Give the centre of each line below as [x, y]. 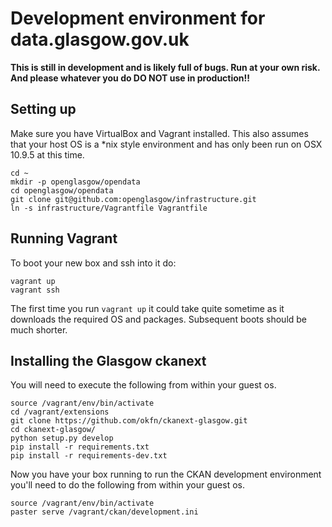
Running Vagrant [64, 238]
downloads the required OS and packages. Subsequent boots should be [159, 319]
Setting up [43, 109]
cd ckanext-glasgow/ [53, 430]
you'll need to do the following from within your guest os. [128, 485]
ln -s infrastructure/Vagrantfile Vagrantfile [109, 208]
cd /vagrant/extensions [60, 412]
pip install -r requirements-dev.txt [89, 456]
